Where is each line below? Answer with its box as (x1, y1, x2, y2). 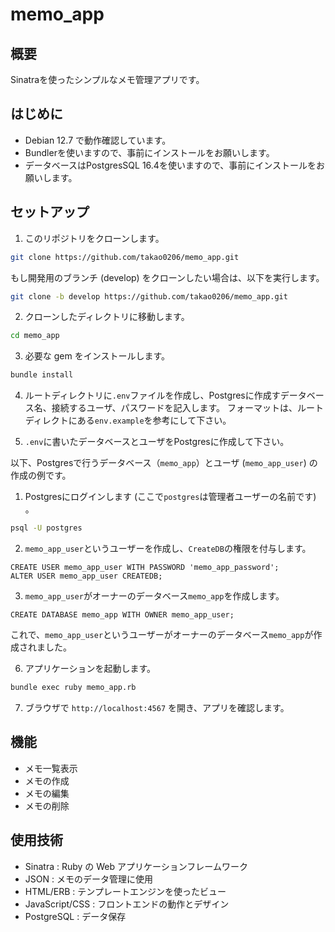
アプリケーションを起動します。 (24, 663, 157, 674)
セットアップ (10, 204, 90, 221)
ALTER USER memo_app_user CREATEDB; (10, 571, 163, 581)
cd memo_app (10, 331, 60, 341)
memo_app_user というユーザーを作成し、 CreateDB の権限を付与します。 (24, 543, 312, 554)
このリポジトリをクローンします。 (24, 232, 165, 244)
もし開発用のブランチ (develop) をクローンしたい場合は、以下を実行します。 (10, 271, 325, 283)
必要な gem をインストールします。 (24, 350, 171, 362)
